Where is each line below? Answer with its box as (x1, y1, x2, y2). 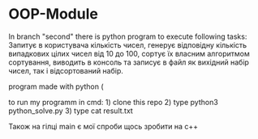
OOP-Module (8, 5, 99, 23)
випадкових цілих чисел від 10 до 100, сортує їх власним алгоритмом (8, 48, 250, 58)
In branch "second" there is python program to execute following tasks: (8, 32, 247, 41)
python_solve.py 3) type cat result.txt (8, 106, 134, 116)
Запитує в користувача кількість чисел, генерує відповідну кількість (8, 40, 247, 49)
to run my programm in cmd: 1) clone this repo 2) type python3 (8, 97, 219, 107)
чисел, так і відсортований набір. (8, 65, 124, 75)
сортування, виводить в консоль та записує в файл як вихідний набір (8, 57, 250, 67)
